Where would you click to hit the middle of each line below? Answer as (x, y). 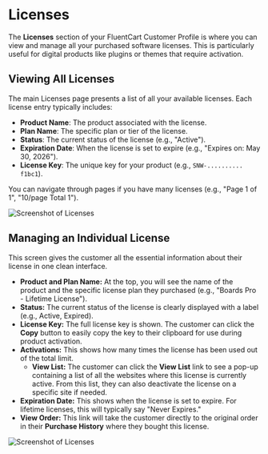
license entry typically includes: (60, 106)
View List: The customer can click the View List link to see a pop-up (145, 367)
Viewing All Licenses (62, 79)
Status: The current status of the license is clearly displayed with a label (139, 307)
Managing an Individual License (89, 238)
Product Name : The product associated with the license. (113, 123)
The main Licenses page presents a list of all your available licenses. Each (130, 98)
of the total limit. (46, 358)
